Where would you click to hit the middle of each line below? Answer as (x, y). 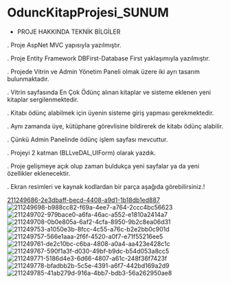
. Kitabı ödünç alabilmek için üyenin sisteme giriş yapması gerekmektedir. (111, 113)
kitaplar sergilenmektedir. (43, 99)
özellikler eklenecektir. (39, 173)
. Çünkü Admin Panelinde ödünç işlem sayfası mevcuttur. (88, 139)
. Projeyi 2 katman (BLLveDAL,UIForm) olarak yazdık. (82, 152)
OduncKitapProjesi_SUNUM (88, 13)
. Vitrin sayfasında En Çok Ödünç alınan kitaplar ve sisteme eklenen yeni (109, 92)
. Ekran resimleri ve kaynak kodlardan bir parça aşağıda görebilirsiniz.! (106, 186)
